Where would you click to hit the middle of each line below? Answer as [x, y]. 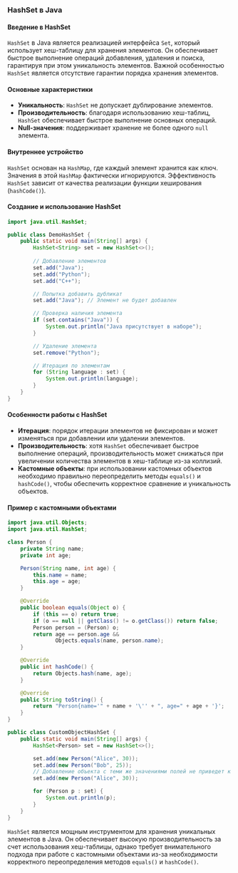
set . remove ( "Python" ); [67, 353]
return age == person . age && [76, 634]
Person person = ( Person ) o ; [76, 627]
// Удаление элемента [65, 346]
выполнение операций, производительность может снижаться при [120, 453]
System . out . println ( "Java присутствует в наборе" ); [124, 327]
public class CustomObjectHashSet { [62, 733]
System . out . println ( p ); [81, 798]
